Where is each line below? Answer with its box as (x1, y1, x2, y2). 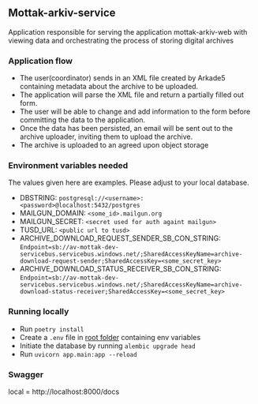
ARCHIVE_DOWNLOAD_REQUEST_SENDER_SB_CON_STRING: (19, 234, 221, 243)
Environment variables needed (8, 160, 129, 171)
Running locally (8, 306, 69, 317)
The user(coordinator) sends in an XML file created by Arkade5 (19, 73, 226, 83)
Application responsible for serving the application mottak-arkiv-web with (8, 27, 248, 36)
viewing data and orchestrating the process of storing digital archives (8, 36, 234, 45)
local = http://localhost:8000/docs (8, 387, 120, 396)
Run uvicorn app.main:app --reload (19, 349, 137, 358)
